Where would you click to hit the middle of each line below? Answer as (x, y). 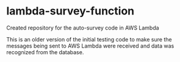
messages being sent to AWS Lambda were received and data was (90, 46)
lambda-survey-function (70, 11)
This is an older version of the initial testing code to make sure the (89, 39)
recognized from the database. (45, 52)
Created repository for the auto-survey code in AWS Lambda (83, 28)
